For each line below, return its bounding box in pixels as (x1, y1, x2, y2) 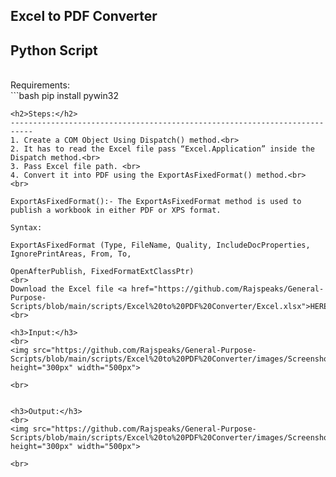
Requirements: (10, 79, 70, 91)
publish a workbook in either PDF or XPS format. (10, 205, 222, 216)
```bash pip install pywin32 (10, 90, 119, 102)
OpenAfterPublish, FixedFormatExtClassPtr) (10, 267, 195, 277)
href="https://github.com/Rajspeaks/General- (131, 284, 325, 294)
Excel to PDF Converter (10, 8, 158, 25)
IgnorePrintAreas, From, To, (10, 249, 132, 259)
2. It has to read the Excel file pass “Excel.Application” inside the (10, 144, 315, 154)
